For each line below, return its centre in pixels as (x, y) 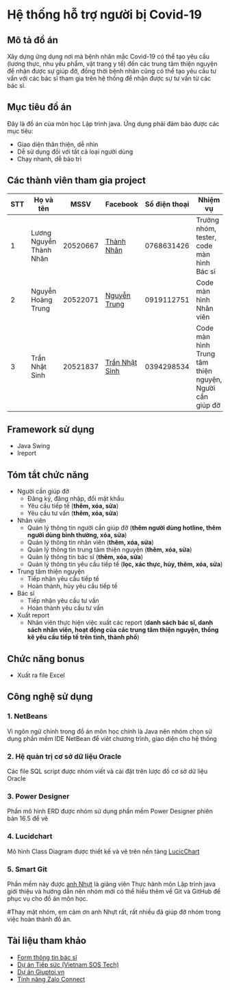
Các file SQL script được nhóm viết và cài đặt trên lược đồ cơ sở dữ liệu (107, 771)
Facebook (122, 204)
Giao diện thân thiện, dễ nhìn (57, 144)
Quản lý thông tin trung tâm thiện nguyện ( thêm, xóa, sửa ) (110, 550)
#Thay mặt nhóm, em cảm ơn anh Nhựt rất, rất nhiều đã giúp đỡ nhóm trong (114, 912)
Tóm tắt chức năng (48, 474)
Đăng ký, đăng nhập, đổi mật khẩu (76, 499)
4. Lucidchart (30, 836)
